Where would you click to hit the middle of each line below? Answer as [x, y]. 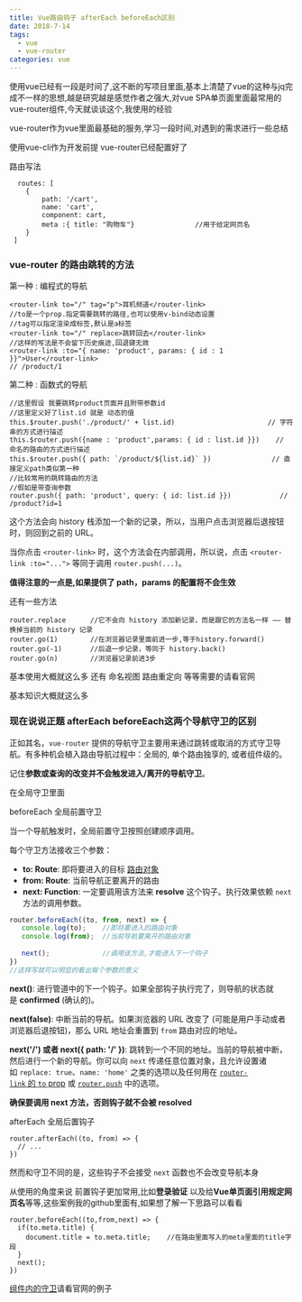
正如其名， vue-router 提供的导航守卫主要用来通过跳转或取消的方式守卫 [141, 743]
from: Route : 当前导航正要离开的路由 [91, 880]
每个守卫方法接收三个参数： [61, 849]
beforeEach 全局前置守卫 [55, 811]
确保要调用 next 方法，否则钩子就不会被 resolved [101, 1102]
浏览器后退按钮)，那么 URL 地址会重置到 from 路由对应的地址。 [126, 1030]
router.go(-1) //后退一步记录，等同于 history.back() [118, 649]
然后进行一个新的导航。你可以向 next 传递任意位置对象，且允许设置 [134, 1060]
